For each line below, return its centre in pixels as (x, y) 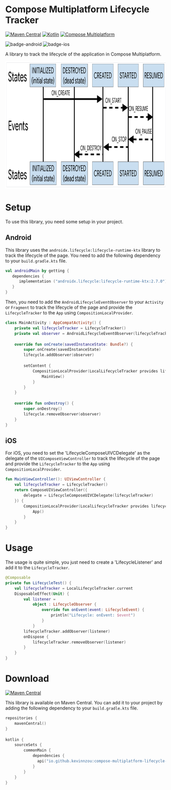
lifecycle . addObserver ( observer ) (59, 355)
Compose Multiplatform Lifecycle (77, 9)
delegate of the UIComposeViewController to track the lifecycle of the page (83, 458)
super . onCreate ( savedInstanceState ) (62, 350)
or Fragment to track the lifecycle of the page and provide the (69, 307)
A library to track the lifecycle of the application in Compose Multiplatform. (83, 54)
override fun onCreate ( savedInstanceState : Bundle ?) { (74, 344)
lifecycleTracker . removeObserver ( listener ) (79, 642)
